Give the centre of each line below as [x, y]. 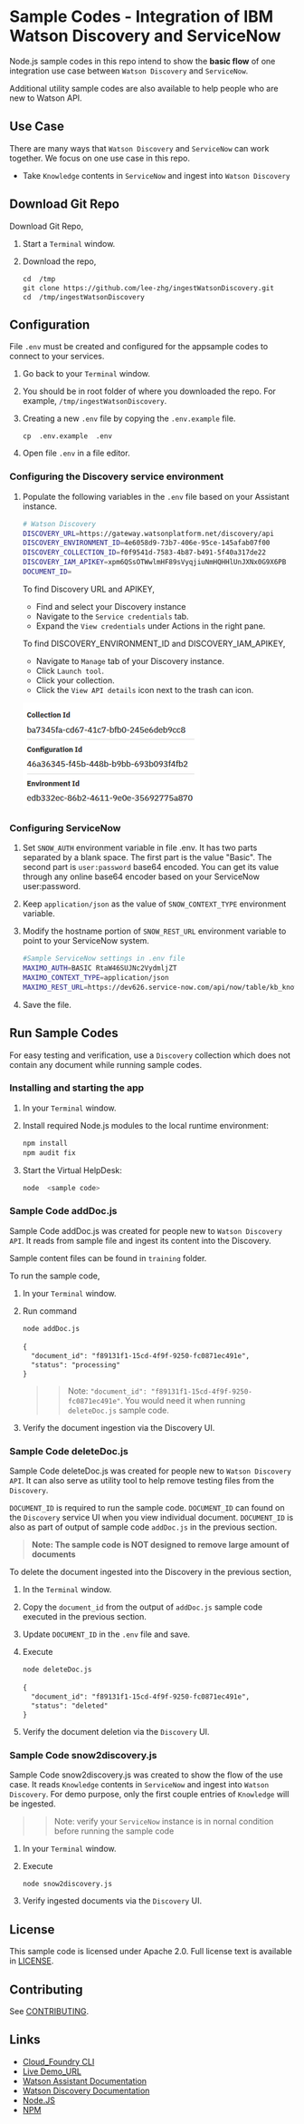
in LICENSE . [32, 1961]
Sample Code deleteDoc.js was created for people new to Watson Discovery [151, 1471]
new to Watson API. [46, 98]
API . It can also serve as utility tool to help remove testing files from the [142, 1481]
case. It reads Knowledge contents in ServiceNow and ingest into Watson [139, 1785]
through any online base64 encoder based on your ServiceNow [141, 876]
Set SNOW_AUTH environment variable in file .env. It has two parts [140, 848]
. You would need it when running [183, 1400]
